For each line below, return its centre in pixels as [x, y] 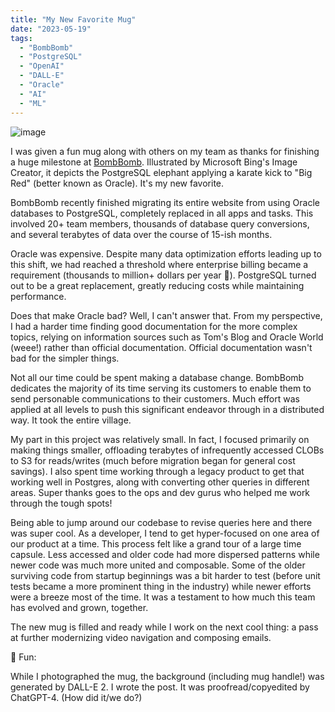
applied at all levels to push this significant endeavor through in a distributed [167, 409]
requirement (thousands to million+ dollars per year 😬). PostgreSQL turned [163, 275]
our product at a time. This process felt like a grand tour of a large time [156, 543]
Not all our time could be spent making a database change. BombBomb [157, 377]
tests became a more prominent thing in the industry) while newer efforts [161, 586]
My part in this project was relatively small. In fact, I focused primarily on [160, 439]
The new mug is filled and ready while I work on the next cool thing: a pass [164, 627]
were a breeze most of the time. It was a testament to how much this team [163, 597]
